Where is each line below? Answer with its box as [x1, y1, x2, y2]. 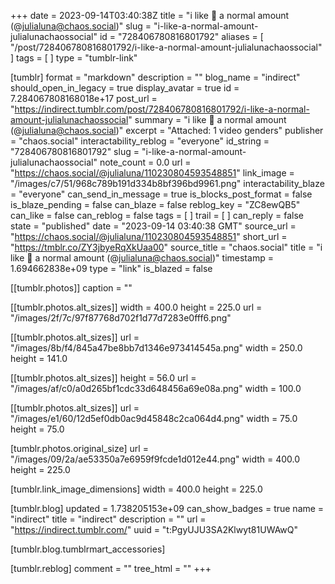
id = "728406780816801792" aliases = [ [99, 31, 264, 42]
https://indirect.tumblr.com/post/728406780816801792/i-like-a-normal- [14, 103, 310, 115]
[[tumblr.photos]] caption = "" [10, 282, 133, 294]
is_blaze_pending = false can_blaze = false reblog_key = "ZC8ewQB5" [10, 199, 301, 210]
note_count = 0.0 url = [99, 156, 192, 168]
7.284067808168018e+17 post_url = [10, 93, 158, 104]
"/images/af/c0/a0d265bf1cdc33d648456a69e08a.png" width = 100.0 [10, 383, 302, 394]
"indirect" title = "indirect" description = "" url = [10, 513, 207, 525]
